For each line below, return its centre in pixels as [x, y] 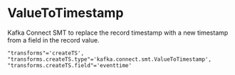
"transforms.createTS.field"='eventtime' [70, 65]
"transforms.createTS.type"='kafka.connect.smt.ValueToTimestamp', [110, 59]
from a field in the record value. [53, 40]
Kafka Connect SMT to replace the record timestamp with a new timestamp [118, 33]
